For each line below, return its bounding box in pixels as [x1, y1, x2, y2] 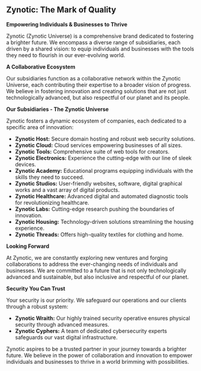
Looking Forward [6, 243, 50, 250]
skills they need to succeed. [14, 173, 85, 181]
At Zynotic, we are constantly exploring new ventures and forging [6, 254, 168, 261]
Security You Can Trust [6, 285, 65, 292]
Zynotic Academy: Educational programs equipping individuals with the [14, 167, 193, 174]
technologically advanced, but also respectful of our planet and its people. [6, 94, 190, 101]
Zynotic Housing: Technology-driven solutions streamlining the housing [14, 218, 194, 225]
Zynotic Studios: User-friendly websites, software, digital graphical [14, 179, 182, 187]
